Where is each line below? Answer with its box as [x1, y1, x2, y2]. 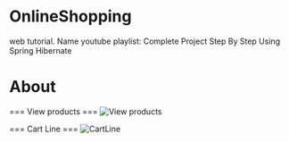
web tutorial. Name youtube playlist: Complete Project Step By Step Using [9, 36, 281, 46]
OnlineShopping [9, 6, 132, 27]
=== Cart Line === [9, 123, 78, 134]
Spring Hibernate [9, 45, 72, 55]
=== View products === [9, 105, 98, 117]
